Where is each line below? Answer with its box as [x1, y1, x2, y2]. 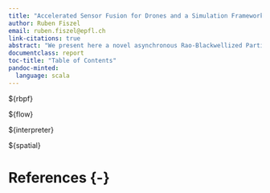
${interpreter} [8, 125, 55, 134]
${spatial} [8, 140, 42, 150]
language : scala [15, 72, 70, 80]
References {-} [8, 168, 110, 187]
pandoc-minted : [8, 64, 59, 72]
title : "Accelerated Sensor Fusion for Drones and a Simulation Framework [8, 11, 264, 20]
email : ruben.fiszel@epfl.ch [8, 27, 106, 35]
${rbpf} [8, 93, 34, 103]
